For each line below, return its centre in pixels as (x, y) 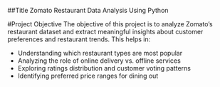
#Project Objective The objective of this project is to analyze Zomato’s (110, 24)
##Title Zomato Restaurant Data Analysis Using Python (88, 10)
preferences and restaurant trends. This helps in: (79, 39)
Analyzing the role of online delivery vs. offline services (99, 61)
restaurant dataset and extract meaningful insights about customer (105, 32)
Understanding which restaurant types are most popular (100, 53)
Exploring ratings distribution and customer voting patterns (104, 68)
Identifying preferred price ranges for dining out (88, 76)
